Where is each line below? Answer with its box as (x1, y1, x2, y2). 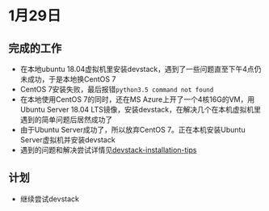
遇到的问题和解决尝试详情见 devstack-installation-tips (19, 146, 197, 154)
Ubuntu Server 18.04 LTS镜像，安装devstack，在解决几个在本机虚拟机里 (19, 105, 261, 114)
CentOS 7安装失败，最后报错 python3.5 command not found (19, 85, 214, 94)
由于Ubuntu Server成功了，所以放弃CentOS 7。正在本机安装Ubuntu (19, 125, 246, 134)
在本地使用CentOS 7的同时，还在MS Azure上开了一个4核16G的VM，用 (19, 95, 255, 104)
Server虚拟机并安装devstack (19, 135, 116, 145)
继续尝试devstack (19, 194, 79, 204)
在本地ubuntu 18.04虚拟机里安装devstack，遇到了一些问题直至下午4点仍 (19, 65, 262, 74)
